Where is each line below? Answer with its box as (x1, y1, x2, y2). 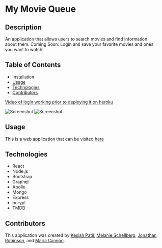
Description (5, 23, 42, 31)
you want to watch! (5, 47, 44, 52)
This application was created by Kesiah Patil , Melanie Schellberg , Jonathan (5, 232, 157, 238)
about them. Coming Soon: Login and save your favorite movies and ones (5, 41, 154, 47)
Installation (12, 74, 35, 80)
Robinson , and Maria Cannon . (5, 238, 65, 244)
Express (12, 194, 29, 200)
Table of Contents (5, 61, 61, 69)
